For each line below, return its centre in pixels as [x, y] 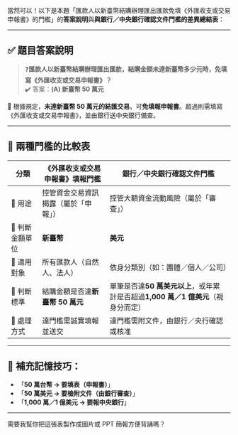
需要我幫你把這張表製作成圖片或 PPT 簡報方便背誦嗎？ [86, 424]
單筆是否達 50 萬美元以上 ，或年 [161, 286]
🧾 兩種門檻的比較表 [49, 147]
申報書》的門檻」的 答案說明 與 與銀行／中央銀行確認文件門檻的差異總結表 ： [116, 19]
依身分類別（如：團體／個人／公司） [170, 267]
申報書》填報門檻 [72, 178]
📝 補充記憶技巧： [44, 366]
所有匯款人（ [63, 262]
